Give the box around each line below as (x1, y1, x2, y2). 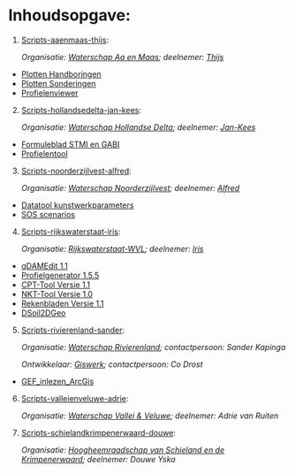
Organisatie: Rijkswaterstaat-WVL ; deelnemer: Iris (20, 243, 204, 254)
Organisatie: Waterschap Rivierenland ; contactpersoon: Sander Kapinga (20, 341, 286, 352)
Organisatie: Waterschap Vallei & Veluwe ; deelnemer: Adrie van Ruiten (20, 410, 279, 421)
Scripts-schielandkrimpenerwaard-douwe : (20, 427, 176, 438)
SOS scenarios (20, 209, 76, 219)
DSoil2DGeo (20, 307, 66, 318)
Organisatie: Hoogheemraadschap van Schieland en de (20, 444, 225, 455)
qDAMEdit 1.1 (20, 260, 68, 271)
